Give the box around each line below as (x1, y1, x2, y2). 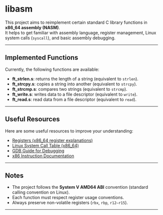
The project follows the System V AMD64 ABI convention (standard (12, 184, 148, 190)
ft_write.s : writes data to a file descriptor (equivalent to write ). (12, 91, 138, 97)
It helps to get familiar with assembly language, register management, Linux (5, 30, 157, 35)
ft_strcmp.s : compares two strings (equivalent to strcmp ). (12, 86, 128, 92)
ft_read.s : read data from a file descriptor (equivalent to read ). (12, 96, 137, 102)
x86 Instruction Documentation (12, 153, 74, 159)
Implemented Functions (5, 53, 79, 62)
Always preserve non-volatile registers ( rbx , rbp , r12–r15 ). (12, 200, 128, 206)
